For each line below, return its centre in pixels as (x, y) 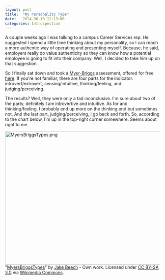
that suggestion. (22, 64)
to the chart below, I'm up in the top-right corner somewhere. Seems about (81, 119)
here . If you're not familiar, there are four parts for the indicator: (69, 78)
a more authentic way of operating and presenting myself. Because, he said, (82, 48)
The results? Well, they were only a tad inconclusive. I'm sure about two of (80, 99)
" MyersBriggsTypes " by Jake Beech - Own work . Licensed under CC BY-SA (82, 267)
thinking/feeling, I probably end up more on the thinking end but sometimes (82, 109)
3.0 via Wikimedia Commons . (35, 273)
